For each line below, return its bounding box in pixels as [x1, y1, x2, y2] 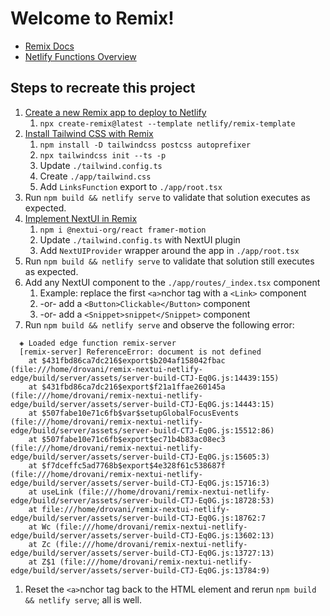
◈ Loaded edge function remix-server [19, 338, 177, 348]
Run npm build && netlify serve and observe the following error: [24, 318, 295, 331]
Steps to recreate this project [10, 80, 196, 97]
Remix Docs [24, 40, 75, 52]
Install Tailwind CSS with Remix [24, 127, 154, 139]
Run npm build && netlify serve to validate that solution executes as [24, 191, 311, 203]
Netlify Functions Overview [24, 50, 137, 62]
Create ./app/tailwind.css [39, 170, 152, 182]
